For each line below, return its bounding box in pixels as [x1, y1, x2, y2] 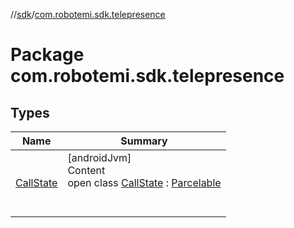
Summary [120, 134, 168, 148]
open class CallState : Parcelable [67, 176, 222, 189]
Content [67, 164, 106, 177]
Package [10, 44, 85, 66]
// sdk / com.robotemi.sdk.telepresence [10, 9, 166, 20]
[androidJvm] [67, 151, 132, 164]
